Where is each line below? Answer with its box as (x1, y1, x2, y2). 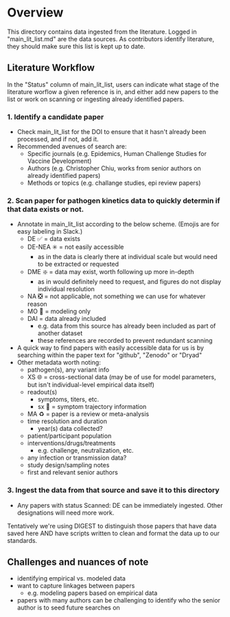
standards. (7, 536, 38, 544)
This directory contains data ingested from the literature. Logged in (7, 27, 197, 36)
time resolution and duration (27, 417, 108, 425)
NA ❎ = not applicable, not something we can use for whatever (27, 292, 206, 300)
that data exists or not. (7, 204, 84, 214)
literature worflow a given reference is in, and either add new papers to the (7, 87, 219, 96)
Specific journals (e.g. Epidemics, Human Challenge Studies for (27, 150, 207, 158)
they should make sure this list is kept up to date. (7, 42, 146, 50)
